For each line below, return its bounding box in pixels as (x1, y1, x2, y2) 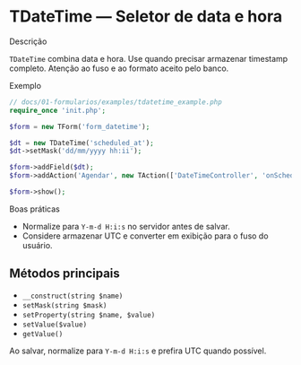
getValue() (21, 329, 64, 338)
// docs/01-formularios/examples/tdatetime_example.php (9, 97, 222, 107)
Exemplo (9, 80, 42, 91)
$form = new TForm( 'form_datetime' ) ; (9, 122, 150, 131)
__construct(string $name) (21, 291, 124, 300)
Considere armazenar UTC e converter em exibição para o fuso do (21, 230, 269, 241)
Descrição (9, 36, 47, 47)
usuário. (21, 239, 53, 250)
